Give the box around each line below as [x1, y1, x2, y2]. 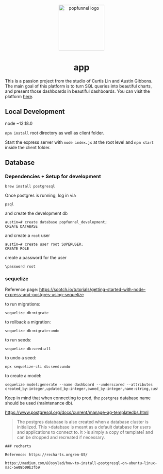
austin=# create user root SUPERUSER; [5, 242, 83, 247]
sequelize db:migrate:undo [5, 328, 60, 333]
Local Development [5, 107, 65, 116]
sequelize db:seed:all [5, 346, 51, 351]
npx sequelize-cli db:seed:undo [5, 364, 70, 369]
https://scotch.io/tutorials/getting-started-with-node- [39, 287, 146, 292]
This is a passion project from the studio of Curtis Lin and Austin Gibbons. [5, 78, 153, 84]
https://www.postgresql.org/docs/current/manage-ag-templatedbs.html [5, 409, 149, 415]
